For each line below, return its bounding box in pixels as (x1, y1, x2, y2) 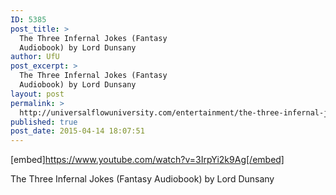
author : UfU (10, 52, 60, 62)
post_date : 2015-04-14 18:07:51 (10, 126, 145, 136)
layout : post (10, 89, 65, 99)
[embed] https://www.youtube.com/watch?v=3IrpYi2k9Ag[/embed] (10, 154, 285, 166)
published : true (10, 117, 78, 127)
